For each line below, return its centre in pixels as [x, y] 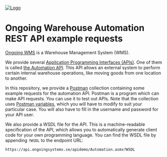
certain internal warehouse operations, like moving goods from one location [83, 73]
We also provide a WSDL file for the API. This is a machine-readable [75, 124]
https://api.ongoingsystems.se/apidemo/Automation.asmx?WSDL [70, 149]
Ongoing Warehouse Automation [75, 28]
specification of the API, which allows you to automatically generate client [81, 129]
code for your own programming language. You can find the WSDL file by [81, 135]
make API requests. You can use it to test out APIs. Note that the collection [82, 98]
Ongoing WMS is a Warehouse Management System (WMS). [67, 52]
